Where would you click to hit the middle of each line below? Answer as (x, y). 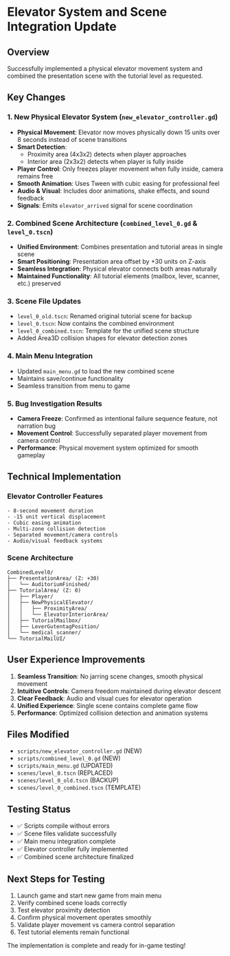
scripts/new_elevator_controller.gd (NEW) (80, 751)
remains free (35, 176)
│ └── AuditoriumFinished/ (49, 584)
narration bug (36, 426)
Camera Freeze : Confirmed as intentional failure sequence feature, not (117, 418)
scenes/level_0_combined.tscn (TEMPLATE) (79, 788)
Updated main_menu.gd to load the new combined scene (96, 371)
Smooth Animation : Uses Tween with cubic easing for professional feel (118, 183)
